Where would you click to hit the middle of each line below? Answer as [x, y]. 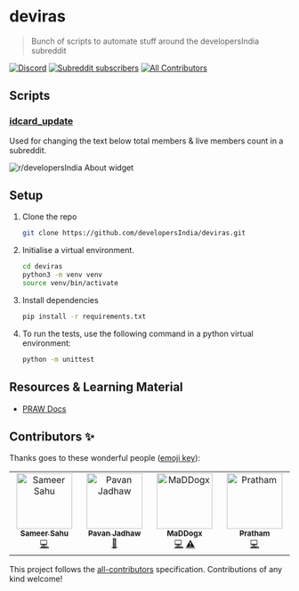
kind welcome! [36, 579]
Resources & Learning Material [97, 387]
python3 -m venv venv [62, 275]
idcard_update [41, 121]
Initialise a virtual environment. [78, 250]
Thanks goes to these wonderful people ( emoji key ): [105, 458]
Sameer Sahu [44, 534]
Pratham [255, 534]
